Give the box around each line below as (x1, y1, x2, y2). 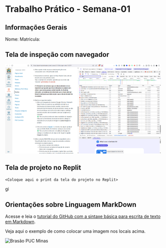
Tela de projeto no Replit (5, 163, 82, 171)
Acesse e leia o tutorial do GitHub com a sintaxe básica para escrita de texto (5, 213, 161, 219)
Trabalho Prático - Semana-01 (5, 3, 131, 15)
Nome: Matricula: (5, 36, 41, 42)
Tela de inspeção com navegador (5, 50, 110, 59)
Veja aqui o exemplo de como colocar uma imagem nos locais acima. (5, 228, 146, 234)
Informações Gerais (5, 23, 68, 32)
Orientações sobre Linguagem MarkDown (5, 200, 137, 208)
